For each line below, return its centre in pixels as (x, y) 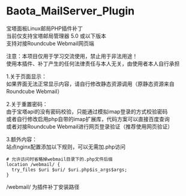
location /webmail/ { (33, 164)
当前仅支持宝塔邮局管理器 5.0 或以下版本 (56, 36)
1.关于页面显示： (26, 76)
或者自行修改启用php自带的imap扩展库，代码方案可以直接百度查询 (88, 119)
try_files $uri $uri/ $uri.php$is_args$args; (70, 170)
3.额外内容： (22, 139)
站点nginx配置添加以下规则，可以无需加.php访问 (66, 147)
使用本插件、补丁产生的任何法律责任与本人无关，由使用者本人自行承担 (93, 64)
